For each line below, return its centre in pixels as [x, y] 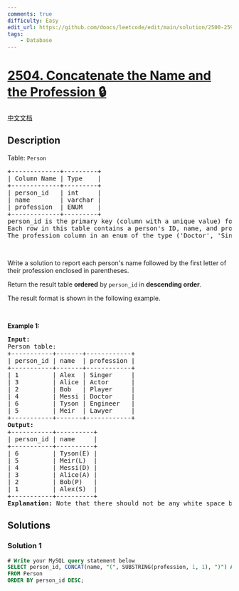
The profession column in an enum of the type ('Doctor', [111, 235]
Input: [19, 339]
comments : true [30, 14]
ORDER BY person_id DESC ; [46, 581]
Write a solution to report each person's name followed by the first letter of [117, 263]
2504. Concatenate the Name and [109, 76]
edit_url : [22, 27]
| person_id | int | [54, 192]
